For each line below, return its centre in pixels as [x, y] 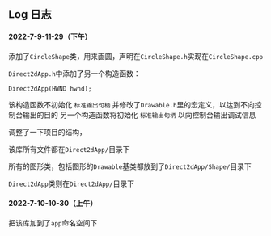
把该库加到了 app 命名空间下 [53, 223]
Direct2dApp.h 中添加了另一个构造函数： [75, 73]
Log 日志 [30, 15]
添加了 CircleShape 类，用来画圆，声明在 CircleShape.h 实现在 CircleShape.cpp [136, 56]
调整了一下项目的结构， [47, 132]
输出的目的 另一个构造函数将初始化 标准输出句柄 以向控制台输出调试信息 [139, 115]
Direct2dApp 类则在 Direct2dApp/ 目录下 [72, 183]
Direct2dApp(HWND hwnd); [50, 88]
